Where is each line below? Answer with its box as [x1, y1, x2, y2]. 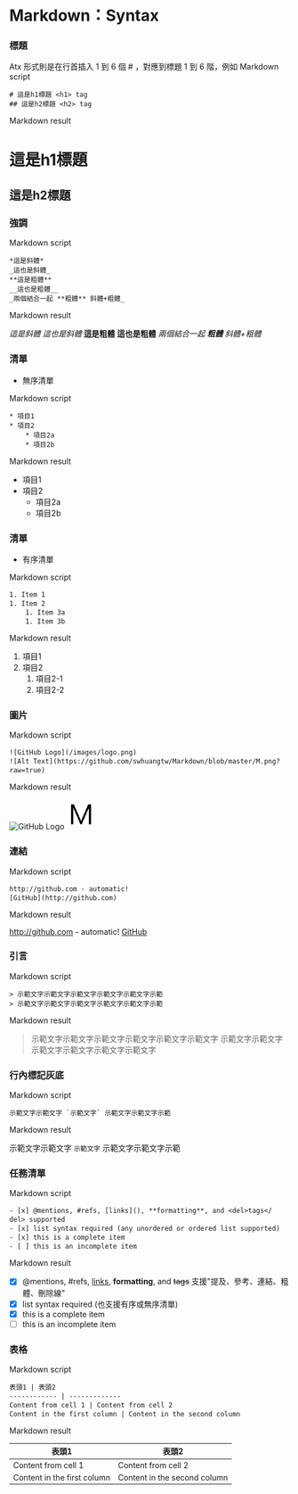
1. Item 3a [25, 607, 66, 617]
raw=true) [9, 766, 46, 775]
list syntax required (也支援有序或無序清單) [21, 1299, 179, 1309]
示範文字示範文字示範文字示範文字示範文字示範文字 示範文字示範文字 [30, 1033, 283, 1044]
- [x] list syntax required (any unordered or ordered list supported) [9, 1225, 280, 1234]
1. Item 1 [9, 590, 46, 599]
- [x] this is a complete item [9, 1234, 125, 1242]
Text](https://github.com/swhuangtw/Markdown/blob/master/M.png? [32, 757, 280, 766]
